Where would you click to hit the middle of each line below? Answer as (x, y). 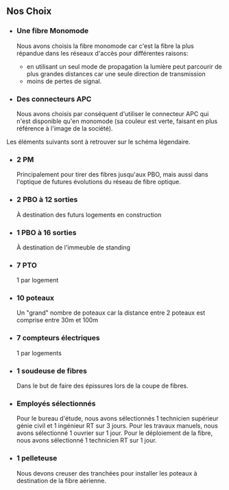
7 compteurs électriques (58, 338)
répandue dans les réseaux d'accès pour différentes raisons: (102, 53)
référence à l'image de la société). (64, 128)
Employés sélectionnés (56, 403)
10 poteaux (35, 298)
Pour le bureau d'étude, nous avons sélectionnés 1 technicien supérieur (117, 419)
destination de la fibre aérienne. (61, 480)
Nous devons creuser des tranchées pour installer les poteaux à (107, 473)
